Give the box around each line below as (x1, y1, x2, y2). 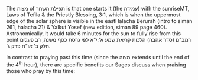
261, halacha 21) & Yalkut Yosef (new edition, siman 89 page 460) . (6, 24, 167, 31)
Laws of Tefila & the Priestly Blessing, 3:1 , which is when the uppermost (6, 11, 181, 18)
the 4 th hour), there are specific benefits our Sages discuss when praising (6, 60, 186, 68)
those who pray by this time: (6, 67, 76, 74)
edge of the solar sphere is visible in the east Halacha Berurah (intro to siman (6, 18, 193, 24)
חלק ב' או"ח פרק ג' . (6, 42, 51, 49)
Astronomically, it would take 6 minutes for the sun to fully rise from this (6, 30, 181, 37)
